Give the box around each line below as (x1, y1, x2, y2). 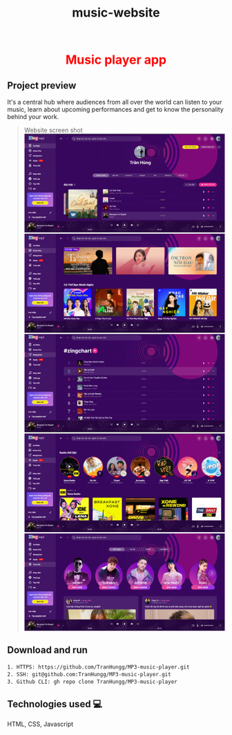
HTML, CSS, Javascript (7, 720, 74, 728)
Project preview (7, 80, 77, 91)
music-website (72, 5, 160, 21)
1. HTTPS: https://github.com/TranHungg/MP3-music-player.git (7, 663, 190, 671)
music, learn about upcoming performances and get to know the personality (7, 105, 224, 114)
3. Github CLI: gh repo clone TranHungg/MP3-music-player (7, 678, 177, 685)
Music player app (65, 52, 167, 68)
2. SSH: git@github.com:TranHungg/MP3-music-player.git (7, 671, 171, 678)
